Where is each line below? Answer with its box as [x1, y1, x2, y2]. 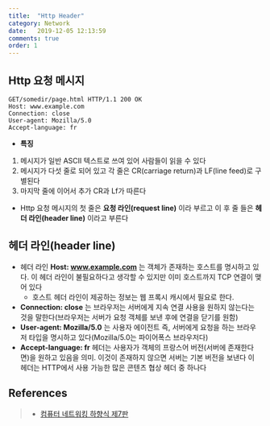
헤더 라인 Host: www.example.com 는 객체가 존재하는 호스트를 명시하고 [19, 262, 251, 271]
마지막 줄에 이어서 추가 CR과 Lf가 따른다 [19, 186, 147, 196]
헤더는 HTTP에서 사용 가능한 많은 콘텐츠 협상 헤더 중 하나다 [19, 362, 207, 372]
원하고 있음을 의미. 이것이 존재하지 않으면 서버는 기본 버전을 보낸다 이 [37, 352, 255, 362]
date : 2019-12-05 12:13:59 [8, 27, 106, 35]
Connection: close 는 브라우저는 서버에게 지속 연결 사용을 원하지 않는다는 [19, 302, 255, 312]
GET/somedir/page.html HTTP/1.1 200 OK [8, 95, 143, 103]
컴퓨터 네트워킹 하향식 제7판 [39, 408, 129, 419]
